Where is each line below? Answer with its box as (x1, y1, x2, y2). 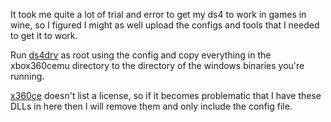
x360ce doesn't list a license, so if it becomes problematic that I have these (10, 90, 322, 101)
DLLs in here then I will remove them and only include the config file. (10, 100, 293, 112)
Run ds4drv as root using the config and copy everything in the (10, 49, 272, 61)
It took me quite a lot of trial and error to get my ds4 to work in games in (10, 9, 307, 20)
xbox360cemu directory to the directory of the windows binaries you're (10, 60, 305, 71)
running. (10, 70, 45, 82)
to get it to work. (10, 30, 78, 41)
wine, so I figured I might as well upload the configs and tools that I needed (10, 19, 320, 31)
